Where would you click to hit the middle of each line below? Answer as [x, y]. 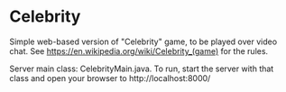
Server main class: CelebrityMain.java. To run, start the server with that [142, 69]
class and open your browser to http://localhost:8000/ [110, 78]
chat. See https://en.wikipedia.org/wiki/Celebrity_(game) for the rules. [139, 51]
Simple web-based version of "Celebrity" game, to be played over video [143, 41]
